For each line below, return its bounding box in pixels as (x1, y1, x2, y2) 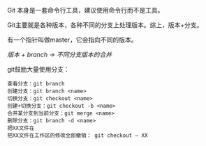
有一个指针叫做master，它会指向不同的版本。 (7, 35, 138, 44)
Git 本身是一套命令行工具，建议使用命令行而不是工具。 (7, 6, 164, 14)
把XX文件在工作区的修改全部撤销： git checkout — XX (7, 132, 148, 139)
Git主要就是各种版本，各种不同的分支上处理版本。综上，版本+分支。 (7, 21, 203, 29)
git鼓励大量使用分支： (7, 65, 70, 73)
